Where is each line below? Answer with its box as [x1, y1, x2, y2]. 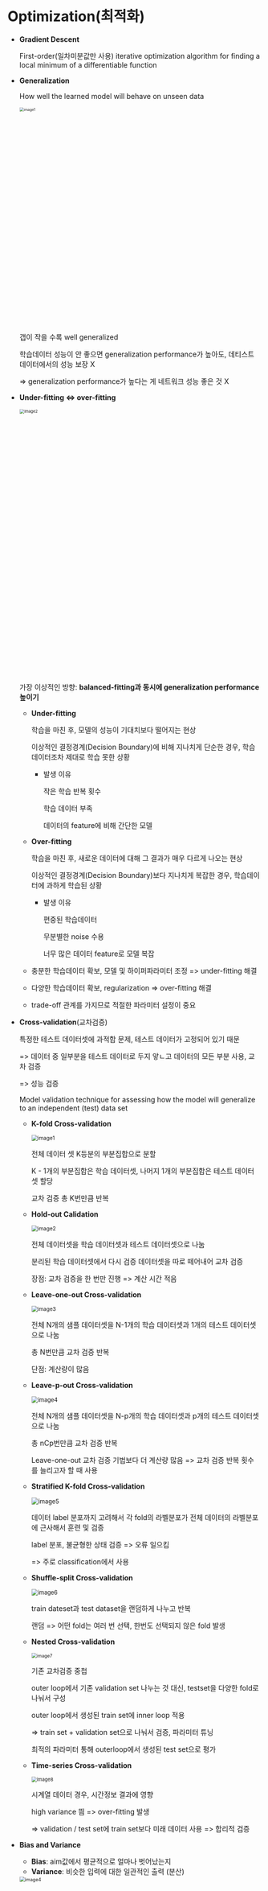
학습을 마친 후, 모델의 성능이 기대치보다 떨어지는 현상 [30, 725, 197, 735]
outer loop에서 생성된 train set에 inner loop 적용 [30, 1710, 185, 1720]
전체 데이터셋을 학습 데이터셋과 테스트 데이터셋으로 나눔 [30, 1239, 205, 1249]
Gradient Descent [18, 34, 79, 44]
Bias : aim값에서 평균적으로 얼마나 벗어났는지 [30, 1856, 172, 1866]
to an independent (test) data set [18, 1103, 128, 1113]
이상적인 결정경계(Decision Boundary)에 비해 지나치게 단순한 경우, [30, 742, 242, 752]
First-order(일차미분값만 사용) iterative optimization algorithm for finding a [18, 51, 260, 60]
